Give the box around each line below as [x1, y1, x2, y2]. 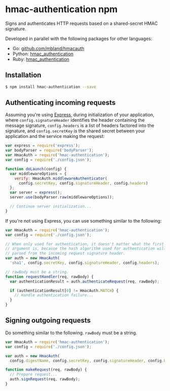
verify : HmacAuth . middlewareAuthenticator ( [14, 176, 108, 181]
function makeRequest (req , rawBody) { [5, 367, 87, 372]
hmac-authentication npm [5, 4, 118, 15]
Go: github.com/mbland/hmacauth [12, 45, 84, 51]
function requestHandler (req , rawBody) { [5, 274, 94, 279]
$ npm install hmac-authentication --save [5, 84, 96, 89]
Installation [5, 71, 41, 80]
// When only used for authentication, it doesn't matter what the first [5, 241, 164, 246]
